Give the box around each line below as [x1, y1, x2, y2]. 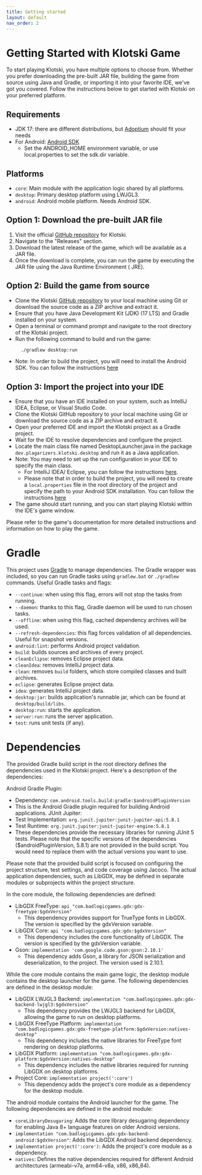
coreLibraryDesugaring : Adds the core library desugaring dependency [14, 1117, 190, 1124]
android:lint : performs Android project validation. [14, 642, 140, 650]
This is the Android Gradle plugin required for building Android [14, 803, 170, 811]
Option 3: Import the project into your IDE [6, 381, 164, 392]
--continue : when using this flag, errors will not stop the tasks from [14, 591, 182, 598]
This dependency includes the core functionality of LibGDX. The [24, 933, 184, 940]
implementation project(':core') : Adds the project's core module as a [14, 1143, 192, 1150]
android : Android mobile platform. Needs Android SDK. [14, 197, 151, 204]
